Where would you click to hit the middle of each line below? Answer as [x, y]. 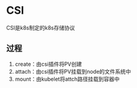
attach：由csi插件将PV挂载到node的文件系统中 [73, 71]
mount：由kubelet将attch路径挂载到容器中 [67, 79]
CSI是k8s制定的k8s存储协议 [41, 28]
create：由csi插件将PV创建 [48, 64]
